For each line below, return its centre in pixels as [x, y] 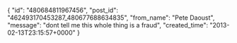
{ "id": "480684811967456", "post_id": [63, 10]
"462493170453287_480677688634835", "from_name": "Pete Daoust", [111, 18]
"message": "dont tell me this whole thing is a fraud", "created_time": [108, 25]
